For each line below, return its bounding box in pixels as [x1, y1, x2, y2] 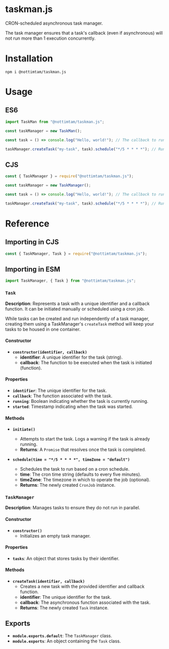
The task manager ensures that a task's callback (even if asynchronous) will [5, 30, 163, 36]
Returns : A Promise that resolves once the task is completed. [20, 447, 146, 453]
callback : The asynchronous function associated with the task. [20, 599, 151, 606]
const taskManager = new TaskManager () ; [5, 183, 92, 188]
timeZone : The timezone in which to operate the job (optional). [20, 477, 151, 483]
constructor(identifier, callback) [12, 350, 88, 355]
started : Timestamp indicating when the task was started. [12, 403, 133, 409]
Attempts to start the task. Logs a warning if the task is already [20, 436, 150, 442]
